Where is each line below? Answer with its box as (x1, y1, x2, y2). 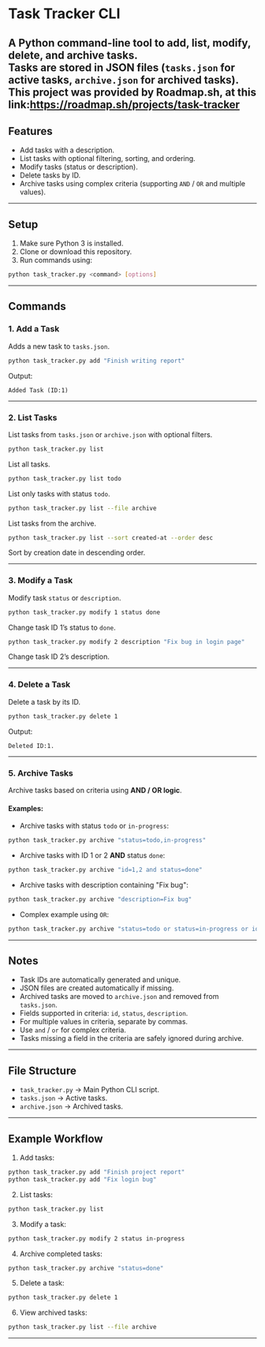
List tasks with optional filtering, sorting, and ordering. (19, 154, 196, 163)
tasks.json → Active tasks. (19, 1094, 108, 1103)
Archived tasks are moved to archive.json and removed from (19, 992, 219, 1001)
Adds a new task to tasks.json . (8, 341, 110, 351)
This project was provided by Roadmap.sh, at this (8, 85, 257, 99)
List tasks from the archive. (8, 518, 97, 528)
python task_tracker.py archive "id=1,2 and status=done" (8, 866, 203, 874)
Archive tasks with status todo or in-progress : (19, 821, 170, 831)
